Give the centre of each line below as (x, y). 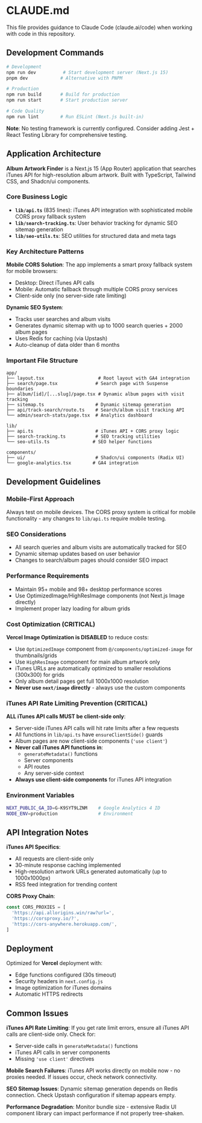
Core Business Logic (37, 197)
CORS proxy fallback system (50, 216)
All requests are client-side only (54, 859)
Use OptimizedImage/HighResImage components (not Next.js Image (100, 595)
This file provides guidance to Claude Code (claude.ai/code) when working (99, 27)
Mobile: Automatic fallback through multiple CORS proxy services (96, 289)
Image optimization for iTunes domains (63, 988)
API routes (37, 767)
